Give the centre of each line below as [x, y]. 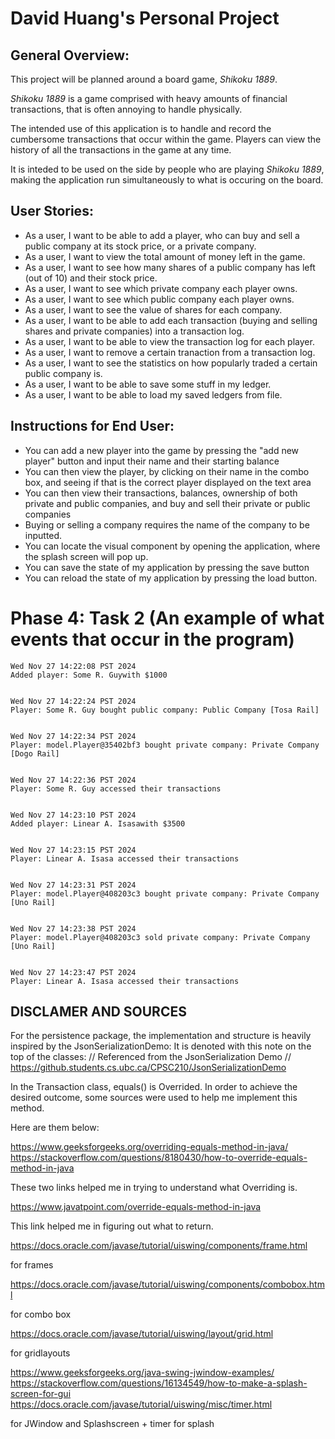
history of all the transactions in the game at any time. [121, 150]
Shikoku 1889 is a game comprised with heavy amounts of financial [149, 98]
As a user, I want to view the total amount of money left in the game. [165, 256]
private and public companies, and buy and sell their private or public [167, 503]
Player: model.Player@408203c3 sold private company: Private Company [160, 937]
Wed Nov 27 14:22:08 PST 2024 [73, 666]
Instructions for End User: [92, 426]
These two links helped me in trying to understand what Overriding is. [154, 1188]
